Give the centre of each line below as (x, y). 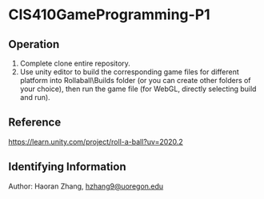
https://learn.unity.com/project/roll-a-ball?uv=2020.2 (96, 141)
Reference (35, 123)
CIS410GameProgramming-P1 (109, 15)
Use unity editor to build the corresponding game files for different (130, 72)
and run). (35, 97)
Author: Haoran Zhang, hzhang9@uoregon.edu (86, 186)
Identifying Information (67, 167)
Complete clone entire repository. (75, 63)
